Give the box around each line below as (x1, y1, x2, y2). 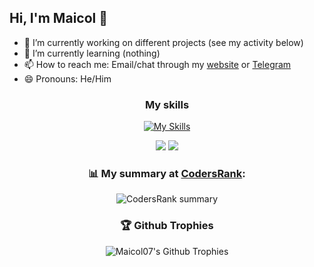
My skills (144, 97, 190, 111)
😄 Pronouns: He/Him (23, 72, 112, 85)
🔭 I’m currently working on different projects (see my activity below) (23, 36, 304, 48)
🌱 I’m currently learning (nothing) (23, 47, 161, 59)
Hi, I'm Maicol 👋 (9, 10, 108, 27)
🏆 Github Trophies (120, 219, 214, 233)
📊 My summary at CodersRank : (88, 167, 246, 181)
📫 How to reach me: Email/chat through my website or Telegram (23, 58, 292, 70)
